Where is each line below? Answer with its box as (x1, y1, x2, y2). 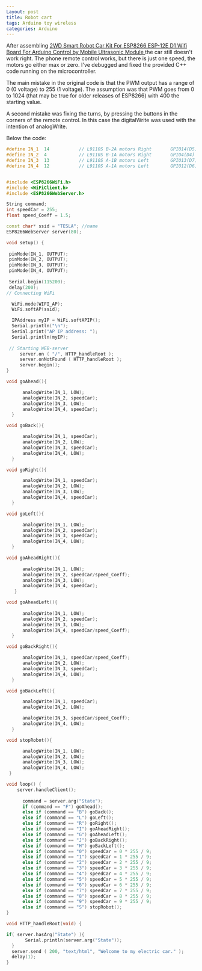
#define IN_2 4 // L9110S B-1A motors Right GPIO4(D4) (6, 152, 195, 158)
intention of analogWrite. (6, 123, 67, 130)
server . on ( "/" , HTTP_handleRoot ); (19, 351, 114, 357)
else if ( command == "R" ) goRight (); (22, 821, 117, 827)
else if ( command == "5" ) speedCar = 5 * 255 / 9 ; (22, 876, 152, 882)
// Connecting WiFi (6, 290, 55, 296)
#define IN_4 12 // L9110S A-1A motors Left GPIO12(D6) (6, 163, 198, 169)
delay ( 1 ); (11, 954, 36, 960)
